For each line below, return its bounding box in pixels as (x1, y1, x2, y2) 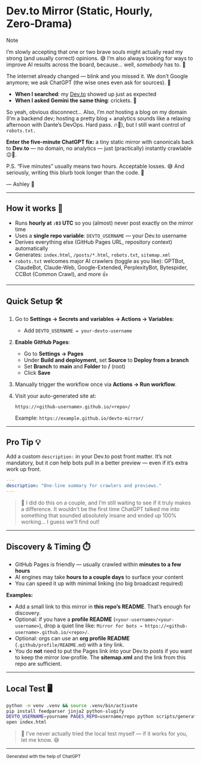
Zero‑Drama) (6, 17, 72, 30)
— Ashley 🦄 (6, 180, 35, 188)
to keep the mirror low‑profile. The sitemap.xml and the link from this (14, 653, 186, 661)
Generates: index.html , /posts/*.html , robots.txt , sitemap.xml (14, 251, 170, 258)
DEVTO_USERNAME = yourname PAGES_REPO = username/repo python (6, 714, 154, 720)
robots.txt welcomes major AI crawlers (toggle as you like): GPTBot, (14, 257, 185, 264)
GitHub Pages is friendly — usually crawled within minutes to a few (14, 561, 181, 568)
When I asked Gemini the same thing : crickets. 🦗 (14, 97, 137, 104)
